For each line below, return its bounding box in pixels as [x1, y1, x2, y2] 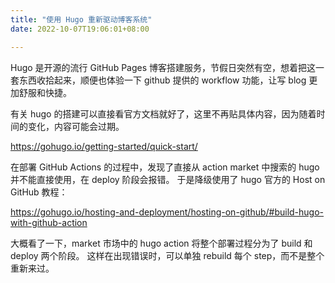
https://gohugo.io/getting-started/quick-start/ [10, 140, 198, 152]
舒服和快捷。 [18, 86, 72, 98]
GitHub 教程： [10, 186, 68, 198]
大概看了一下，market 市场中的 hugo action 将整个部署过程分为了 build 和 [10, 237, 313, 249]
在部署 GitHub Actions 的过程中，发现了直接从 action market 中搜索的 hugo [10, 161, 320, 173]
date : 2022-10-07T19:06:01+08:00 [10, 24, 150, 34]
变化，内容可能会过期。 [27, 120, 125, 132]
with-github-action [10, 216, 88, 228]
